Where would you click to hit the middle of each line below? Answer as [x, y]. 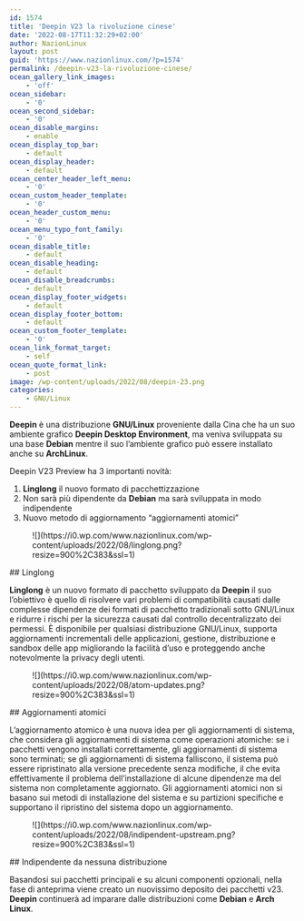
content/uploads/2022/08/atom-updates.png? [119, 685]
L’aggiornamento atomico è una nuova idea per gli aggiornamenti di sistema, [152, 730]
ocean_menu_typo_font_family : [67, 229]
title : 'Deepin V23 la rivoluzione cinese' [93, 26]
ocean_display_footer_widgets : [69, 297]
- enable [42, 137]
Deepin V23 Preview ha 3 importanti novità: [91, 471]
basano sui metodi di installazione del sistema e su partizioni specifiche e [147, 798]
